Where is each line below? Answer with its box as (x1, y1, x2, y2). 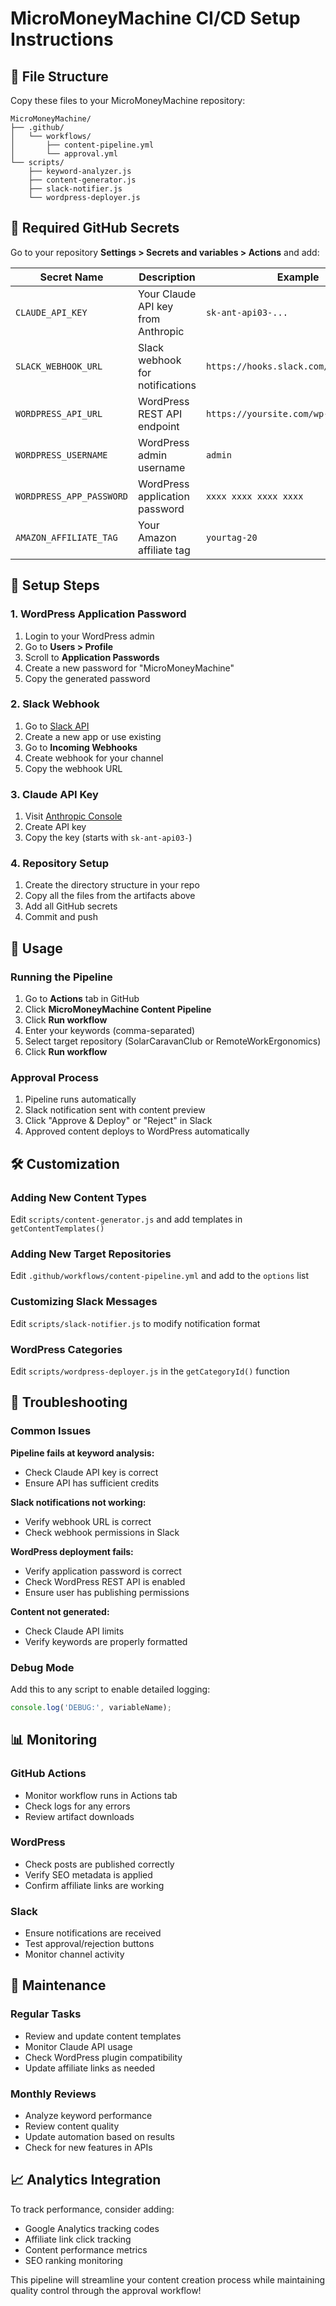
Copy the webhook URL (24, 762, 123, 774)
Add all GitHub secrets (24, 900, 118, 912)
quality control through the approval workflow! (10, 2284, 202, 2296)
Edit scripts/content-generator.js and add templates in (10, 1213, 243, 1226)
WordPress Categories (10, 1342, 123, 1356)
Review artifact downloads (24, 1810, 135, 1822)
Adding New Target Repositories (10, 1247, 172, 1261)
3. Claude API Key (10, 787, 99, 801)
